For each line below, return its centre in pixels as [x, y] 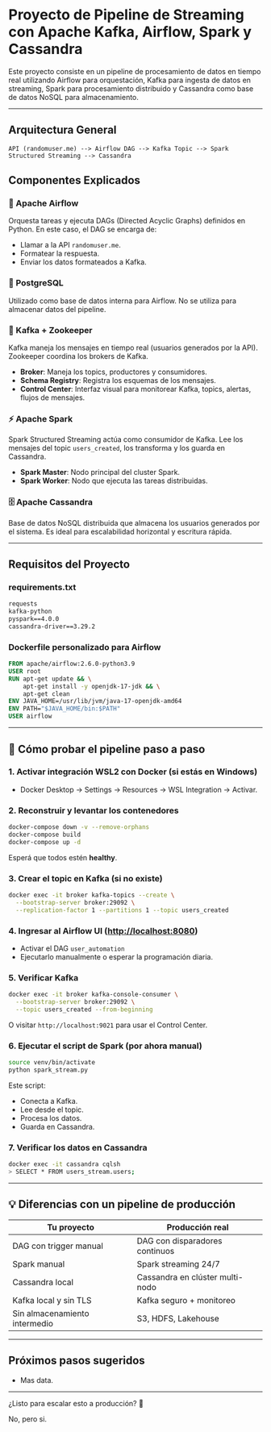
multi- [231, 1277]
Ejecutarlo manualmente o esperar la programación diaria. [117, 956]
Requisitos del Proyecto [69, 565]
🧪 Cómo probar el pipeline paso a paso [107, 749]
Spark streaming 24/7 [178, 1263]
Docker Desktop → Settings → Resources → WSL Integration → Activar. [139, 789]
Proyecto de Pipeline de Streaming [126, 15]
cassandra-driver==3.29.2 [52, 626]
